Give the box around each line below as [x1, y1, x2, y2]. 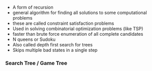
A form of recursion [12, 5, 54, 10]
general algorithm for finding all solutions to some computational [12, 10, 147, 16]
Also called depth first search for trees [12, 42, 93, 47]
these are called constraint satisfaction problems [12, 20, 115, 26]
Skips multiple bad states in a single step [12, 47, 97, 53]
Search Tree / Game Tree [5, 59, 67, 66]
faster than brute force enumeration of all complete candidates [12, 31, 143, 37]
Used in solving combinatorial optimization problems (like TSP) [12, 26, 143, 32]
